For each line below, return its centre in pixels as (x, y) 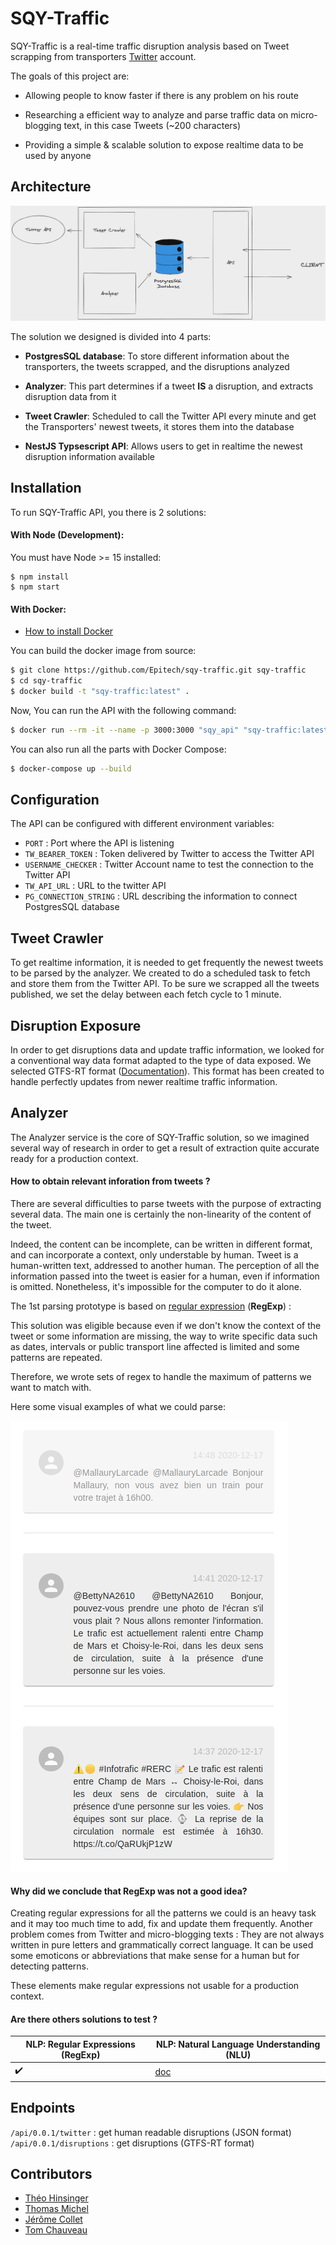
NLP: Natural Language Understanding (238, 2044)
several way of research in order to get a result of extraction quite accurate (165, 1148)
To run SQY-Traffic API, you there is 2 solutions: (108, 512)
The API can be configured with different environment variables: (142, 824)
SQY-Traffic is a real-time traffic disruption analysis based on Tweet (150, 46)
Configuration (55, 799)
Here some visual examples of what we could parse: (118, 1407)
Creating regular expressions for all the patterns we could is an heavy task (163, 1913)
